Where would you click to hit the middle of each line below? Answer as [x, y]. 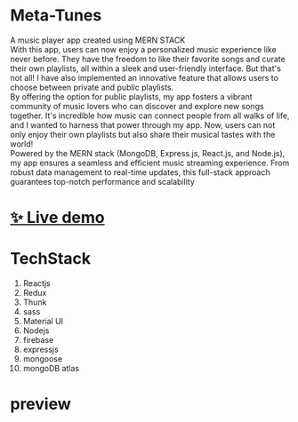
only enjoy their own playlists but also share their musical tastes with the [143, 134]
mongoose [43, 359]
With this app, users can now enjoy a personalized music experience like [143, 49]
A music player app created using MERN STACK [98, 40]
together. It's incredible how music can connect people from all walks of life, [150, 115]
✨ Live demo [57, 218]
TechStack [51, 259]
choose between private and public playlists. [92, 87]
